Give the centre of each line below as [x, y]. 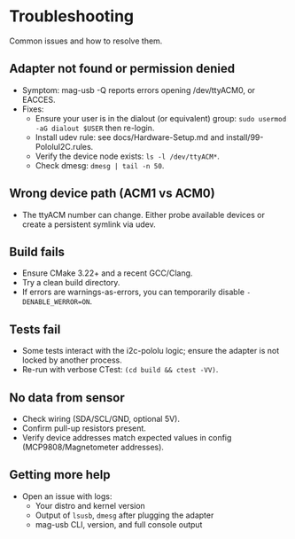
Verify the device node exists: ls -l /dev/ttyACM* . [127, 156]
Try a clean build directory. [71, 283]
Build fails [37, 251]
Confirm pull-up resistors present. [84, 428]
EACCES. [39, 99]
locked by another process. [72, 360]
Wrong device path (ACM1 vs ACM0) [112, 194]
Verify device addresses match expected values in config [127, 437]
